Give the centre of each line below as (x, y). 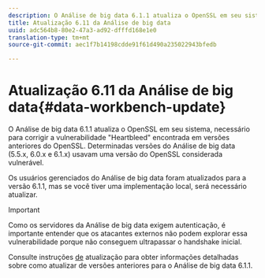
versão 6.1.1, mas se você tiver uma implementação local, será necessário (127, 187)
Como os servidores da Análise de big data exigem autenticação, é (117, 225)
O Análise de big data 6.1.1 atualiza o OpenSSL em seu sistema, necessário (129, 129)
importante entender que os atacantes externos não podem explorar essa (128, 234)
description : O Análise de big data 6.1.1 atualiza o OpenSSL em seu (125, 15)
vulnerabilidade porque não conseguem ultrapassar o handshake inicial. (125, 242)
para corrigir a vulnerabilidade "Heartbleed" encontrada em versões (119, 138)
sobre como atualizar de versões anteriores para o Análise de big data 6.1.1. (131, 265)
